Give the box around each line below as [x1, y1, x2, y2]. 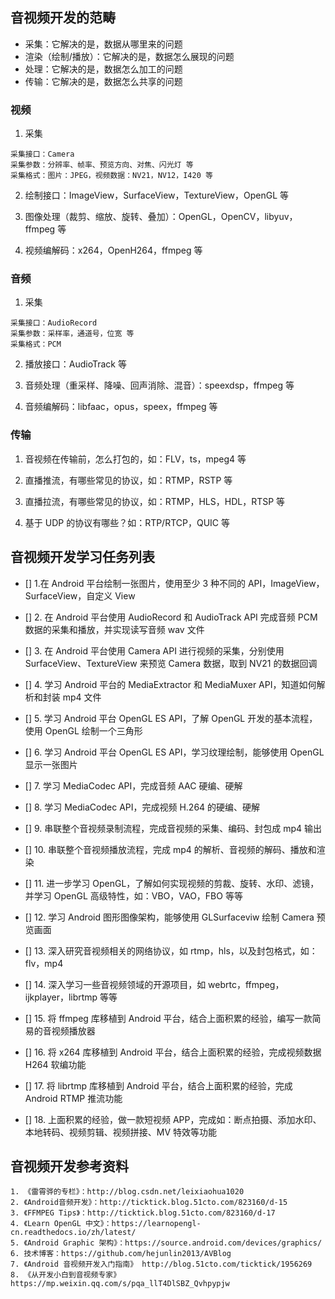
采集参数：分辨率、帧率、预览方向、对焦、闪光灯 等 [10, 160, 194, 170]
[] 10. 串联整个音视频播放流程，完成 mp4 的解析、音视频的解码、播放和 [24, 843, 317, 855]
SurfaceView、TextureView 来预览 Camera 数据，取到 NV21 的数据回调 [24, 657, 318, 669]
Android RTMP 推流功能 [24, 1092, 123, 1104]
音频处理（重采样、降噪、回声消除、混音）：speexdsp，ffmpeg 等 [24, 379, 295, 392]
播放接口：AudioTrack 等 [24, 358, 127, 370]
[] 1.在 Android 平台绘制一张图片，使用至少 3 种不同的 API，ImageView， [24, 577, 325, 589]
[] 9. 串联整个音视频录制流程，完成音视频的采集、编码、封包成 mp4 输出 [24, 822, 322, 834]
